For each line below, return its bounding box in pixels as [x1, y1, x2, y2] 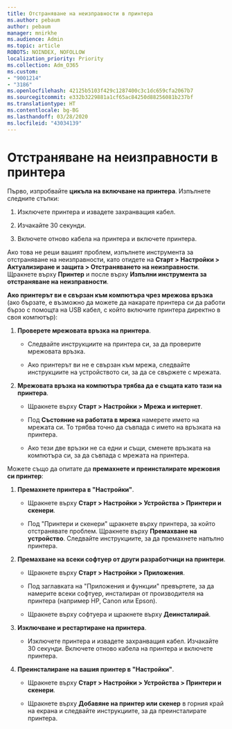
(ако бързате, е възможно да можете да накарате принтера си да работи [7, 299, 226, 307]
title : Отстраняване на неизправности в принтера [7, 10, 154, 17]
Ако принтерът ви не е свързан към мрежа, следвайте [27, 361, 190, 369]
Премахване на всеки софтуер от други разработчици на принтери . [17, 555, 226, 563]
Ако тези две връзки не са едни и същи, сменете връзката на [27, 444, 211, 453]
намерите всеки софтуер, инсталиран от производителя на [27, 590, 204, 598]
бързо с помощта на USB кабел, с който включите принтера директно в [7, 306, 221, 314]
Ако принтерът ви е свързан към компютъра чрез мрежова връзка [7, 291, 213, 299]
